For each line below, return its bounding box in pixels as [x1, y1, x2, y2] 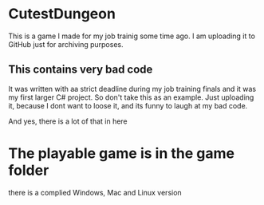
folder [8, 161, 49, 179]
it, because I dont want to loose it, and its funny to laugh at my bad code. [8, 101, 248, 110]
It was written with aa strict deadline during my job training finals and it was [8, 84, 257, 93]
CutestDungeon [8, 5, 116, 23]
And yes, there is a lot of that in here [8, 116, 128, 126]
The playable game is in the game [8, 144, 235, 162]
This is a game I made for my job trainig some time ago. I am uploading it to [8, 31, 255, 41]
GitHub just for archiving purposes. [8, 39, 124, 49]
